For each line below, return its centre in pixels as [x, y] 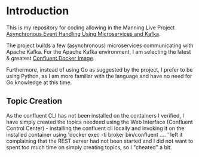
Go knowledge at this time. [39, 82]
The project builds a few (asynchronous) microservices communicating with [100, 45]
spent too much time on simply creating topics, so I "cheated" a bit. [89, 147]
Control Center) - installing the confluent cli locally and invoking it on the [95, 128]
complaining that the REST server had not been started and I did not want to [100, 141]
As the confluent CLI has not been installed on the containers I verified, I [95, 115]
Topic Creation [34, 101]
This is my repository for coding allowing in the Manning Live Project [91, 27]
